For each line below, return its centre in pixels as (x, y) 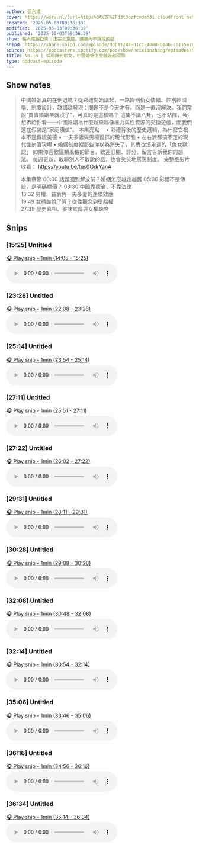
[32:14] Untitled (29, 651)
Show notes (28, 85)
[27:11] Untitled (28, 397)
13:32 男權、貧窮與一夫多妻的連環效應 (67, 194)
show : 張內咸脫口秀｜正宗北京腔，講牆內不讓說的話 (60, 39)
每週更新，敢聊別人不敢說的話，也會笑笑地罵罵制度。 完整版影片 (111, 159)
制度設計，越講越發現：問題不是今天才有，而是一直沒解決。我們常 (112, 108)
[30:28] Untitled (30, 550)
